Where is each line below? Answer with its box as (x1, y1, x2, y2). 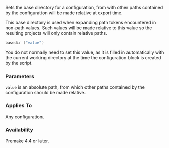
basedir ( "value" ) (5, 40, 44, 45)
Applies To (5, 102, 32, 109)
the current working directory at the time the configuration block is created (5, 54, 161, 60)
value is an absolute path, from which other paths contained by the (5, 84, 145, 90)
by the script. (5, 60, 33, 66)
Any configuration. (5, 114, 44, 120)
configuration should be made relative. (5, 90, 86, 96)
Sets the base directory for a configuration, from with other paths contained (5, 5, 163, 10)
